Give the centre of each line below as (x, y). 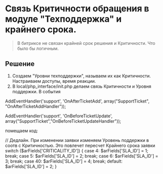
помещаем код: (22, 131)
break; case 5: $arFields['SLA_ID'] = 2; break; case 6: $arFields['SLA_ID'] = (82, 156)
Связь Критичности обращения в (77, 9)
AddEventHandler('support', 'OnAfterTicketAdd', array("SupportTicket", (77, 101)
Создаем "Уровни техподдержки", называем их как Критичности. (81, 76)
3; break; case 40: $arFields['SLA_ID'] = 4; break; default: (64, 161)
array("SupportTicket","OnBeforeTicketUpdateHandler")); (63, 121)
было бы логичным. (38, 48)
